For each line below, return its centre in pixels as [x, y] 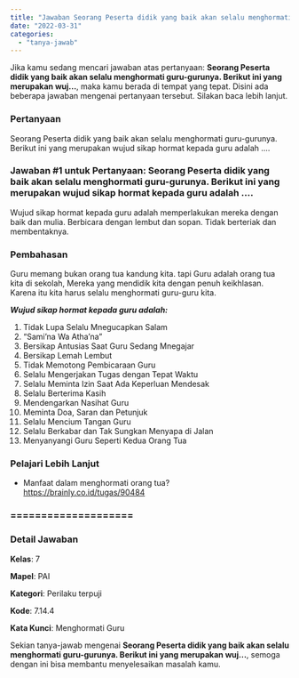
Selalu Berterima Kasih [64, 393]
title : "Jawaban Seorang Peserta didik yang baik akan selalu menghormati [151, 17]
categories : [32, 34]
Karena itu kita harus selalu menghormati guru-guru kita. [113, 293]
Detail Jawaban [44, 539]
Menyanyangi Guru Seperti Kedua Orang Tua [105, 440]
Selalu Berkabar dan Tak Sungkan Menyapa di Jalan [118, 432]
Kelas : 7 [25, 559]
